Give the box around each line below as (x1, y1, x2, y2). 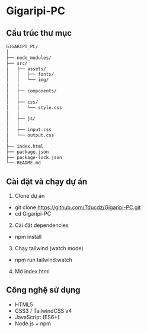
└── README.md (6, 160, 41, 166)
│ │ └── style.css (6, 104, 62, 111)
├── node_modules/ (6, 55, 52, 61)
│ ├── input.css (6, 127, 52, 133)
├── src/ (6, 60, 28, 66)
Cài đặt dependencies (14, 222, 69, 229)
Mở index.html (14, 268, 50, 275)
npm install (14, 234, 42, 241)
